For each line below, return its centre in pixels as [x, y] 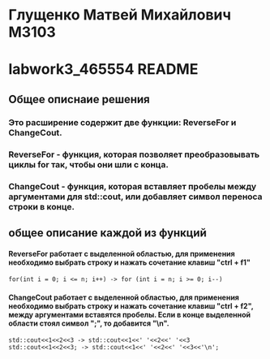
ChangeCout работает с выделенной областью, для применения [124, 297]
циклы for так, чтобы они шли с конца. [88, 164]
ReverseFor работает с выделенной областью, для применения [122, 253]
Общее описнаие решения [79, 99]
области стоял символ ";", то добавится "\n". [89, 323]
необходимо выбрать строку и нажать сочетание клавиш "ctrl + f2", [131, 305]
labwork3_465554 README [103, 69]
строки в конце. [42, 206]
